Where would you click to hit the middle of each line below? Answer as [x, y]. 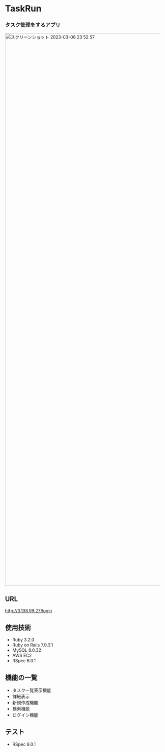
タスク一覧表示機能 [32, 690]
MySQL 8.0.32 [27, 650]
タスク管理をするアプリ [33, 25]
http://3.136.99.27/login [29, 611]
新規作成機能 [25, 702]
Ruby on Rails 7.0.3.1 [32, 645]
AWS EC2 [22, 656]
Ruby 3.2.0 [23, 640]
